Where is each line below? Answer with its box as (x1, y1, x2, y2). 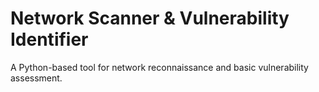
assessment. (10, 72, 63, 84)
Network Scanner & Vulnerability (10, 7, 290, 30)
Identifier (10, 28, 89, 51)
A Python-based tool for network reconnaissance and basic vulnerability (10, 61, 309, 73)
